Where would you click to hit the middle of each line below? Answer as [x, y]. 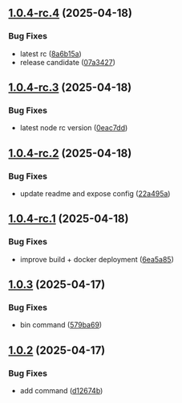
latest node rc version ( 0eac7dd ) [74, 128]
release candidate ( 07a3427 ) [68, 62]
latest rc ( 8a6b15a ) [51, 53]
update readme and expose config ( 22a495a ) [95, 194]
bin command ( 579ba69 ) [61, 325]
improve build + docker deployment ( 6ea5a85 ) [97, 259]
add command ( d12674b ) [61, 391]
